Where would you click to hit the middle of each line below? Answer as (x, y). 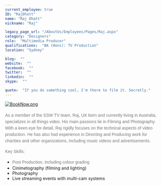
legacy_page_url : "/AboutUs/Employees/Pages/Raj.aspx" (62, 32)
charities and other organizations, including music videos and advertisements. (78, 141)
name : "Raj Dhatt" (24, 19)
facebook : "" (19, 68)
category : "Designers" (28, 37)
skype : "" (16, 82)
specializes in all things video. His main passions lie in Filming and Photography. (80, 121)
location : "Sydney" (25, 50)
